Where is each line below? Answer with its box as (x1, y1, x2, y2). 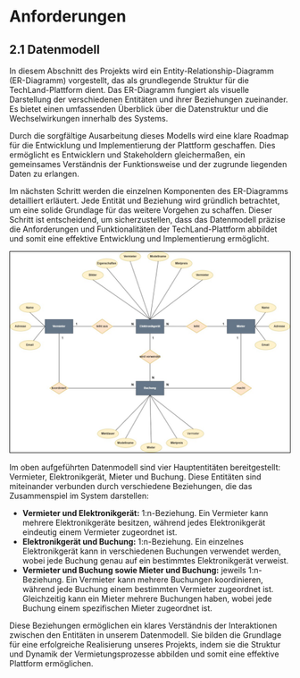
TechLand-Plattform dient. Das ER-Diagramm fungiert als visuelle (9, 85, 250, 95)
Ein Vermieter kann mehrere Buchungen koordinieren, (65, 574, 263, 585)
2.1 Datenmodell (9, 42, 100, 57)
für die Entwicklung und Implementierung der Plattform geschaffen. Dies (9, 140, 276, 150)
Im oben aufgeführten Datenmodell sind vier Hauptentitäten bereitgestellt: (9, 462, 281, 473)
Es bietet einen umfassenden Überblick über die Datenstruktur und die (9, 104, 269, 114)
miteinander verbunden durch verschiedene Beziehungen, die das (9, 481, 253, 492)
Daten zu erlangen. (9, 168, 79, 179)
